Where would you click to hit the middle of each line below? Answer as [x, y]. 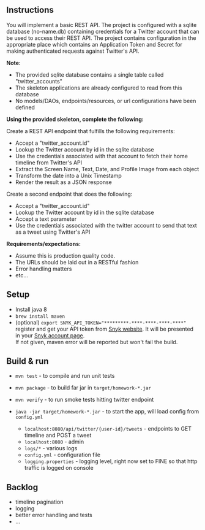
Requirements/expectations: [44, 244]
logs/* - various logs [51, 448]
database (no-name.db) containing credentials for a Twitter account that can [103, 31]
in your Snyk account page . [50, 335]
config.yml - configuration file [62, 455]
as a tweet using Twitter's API [53, 232]
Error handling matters [43, 269]
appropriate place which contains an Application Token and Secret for [94, 44]
